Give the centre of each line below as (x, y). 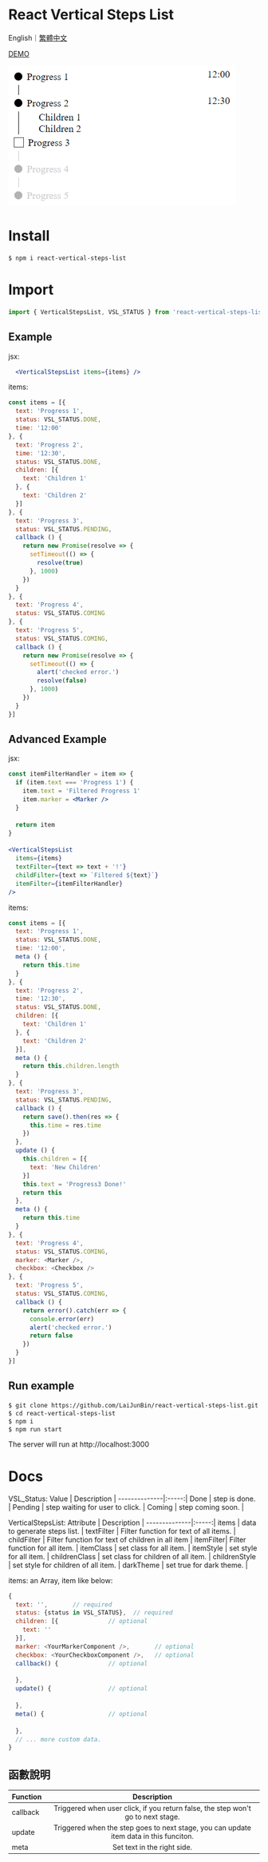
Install (29, 236)
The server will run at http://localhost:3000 (79, 1444)
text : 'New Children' (65, 1167)
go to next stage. (152, 1816)
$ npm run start (35, 1429)
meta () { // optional (82, 1714)
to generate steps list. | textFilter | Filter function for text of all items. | (122, 1530)
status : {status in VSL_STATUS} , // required (94, 1613)
